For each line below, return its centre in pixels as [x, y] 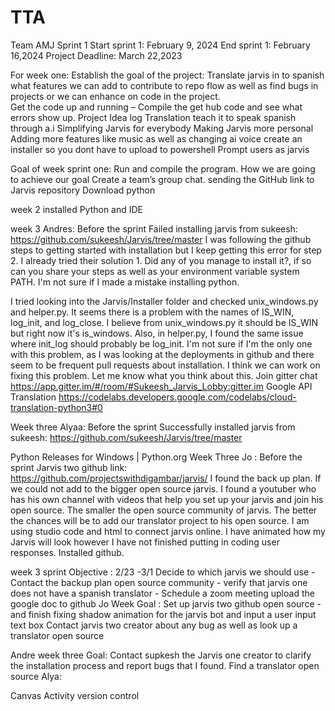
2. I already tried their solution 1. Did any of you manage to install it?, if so [161, 260]
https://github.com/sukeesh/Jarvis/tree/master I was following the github [161, 239]
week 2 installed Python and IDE [77, 209]
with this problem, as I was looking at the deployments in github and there [162, 354]
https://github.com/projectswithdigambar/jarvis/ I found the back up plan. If [166, 478]
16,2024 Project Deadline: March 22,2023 [96, 55]
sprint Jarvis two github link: [69, 467]
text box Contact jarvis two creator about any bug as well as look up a [154, 625]
